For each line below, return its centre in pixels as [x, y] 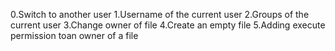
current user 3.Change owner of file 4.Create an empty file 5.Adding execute [168, 25]
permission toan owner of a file [74, 35]
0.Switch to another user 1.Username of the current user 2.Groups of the [160, 14]
